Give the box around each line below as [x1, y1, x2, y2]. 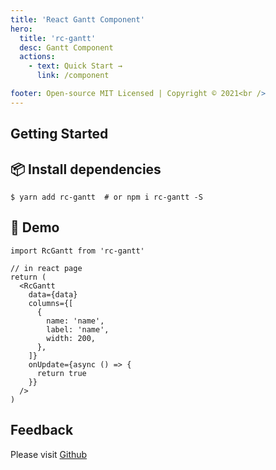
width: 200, [46, 333, 97, 343]
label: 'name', [46, 324, 110, 335]
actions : [19, 52, 56, 62]
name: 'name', [46, 316, 105, 326]
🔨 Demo [10, 219, 60, 236]
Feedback [10, 422, 74, 439]
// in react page [10, 263, 83, 273]
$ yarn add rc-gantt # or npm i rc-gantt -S [10, 192, 203, 202]
